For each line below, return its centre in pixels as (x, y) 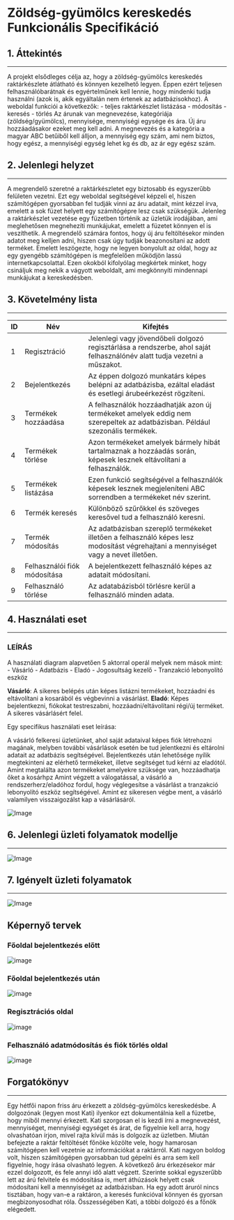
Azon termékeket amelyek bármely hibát (154, 442)
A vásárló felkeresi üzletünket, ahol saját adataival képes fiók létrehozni (110, 740)
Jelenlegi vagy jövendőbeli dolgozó (146, 338)
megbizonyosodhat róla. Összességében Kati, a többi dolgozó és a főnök (112, 1202)
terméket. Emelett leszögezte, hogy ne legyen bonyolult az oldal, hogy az (112, 248)
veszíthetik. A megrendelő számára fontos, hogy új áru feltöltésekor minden (116, 233)
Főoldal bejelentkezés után (54, 978)
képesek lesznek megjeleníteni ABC (147, 488)
